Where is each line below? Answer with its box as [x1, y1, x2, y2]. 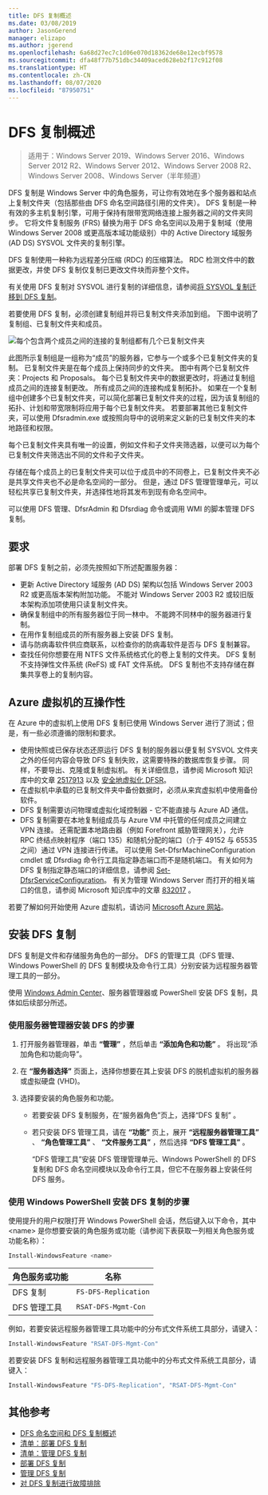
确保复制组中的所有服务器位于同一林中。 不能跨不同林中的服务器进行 [19, 610, 246, 619]
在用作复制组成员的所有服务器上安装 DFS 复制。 [19, 630, 178, 639]
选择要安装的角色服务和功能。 [19, 1093, 118, 1103]
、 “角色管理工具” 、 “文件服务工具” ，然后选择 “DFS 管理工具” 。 [31, 1137, 250, 1147]
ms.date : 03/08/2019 [8, 19, 77, 27]
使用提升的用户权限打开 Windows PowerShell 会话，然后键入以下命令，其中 [8, 1216, 257, 1225]
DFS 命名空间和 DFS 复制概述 [19, 1428, 117, 1437]
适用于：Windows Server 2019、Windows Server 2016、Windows [27, 151, 245, 161]
